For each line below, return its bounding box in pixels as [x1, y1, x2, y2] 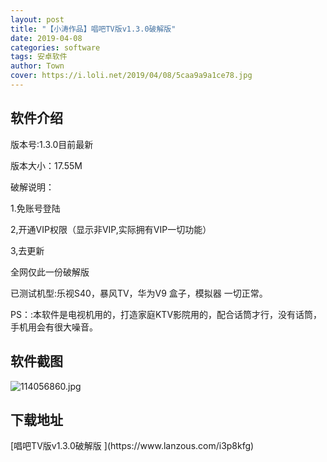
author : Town [10, 61, 65, 71]
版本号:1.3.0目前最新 [10, 138, 94, 150]
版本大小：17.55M [10, 159, 83, 171]
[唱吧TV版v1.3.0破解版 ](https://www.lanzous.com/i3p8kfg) [10, 440, 255, 452]
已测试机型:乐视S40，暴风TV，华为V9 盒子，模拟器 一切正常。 [10, 287, 268, 299]
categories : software [10, 42, 101, 53]
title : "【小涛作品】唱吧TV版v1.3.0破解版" [10, 24, 177, 34]
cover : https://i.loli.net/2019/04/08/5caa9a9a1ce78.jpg [10, 71, 253, 81]
